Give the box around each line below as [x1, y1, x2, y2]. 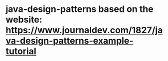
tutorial [5, 46, 36, 57]
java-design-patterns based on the [5, 3, 154, 15]
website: [5, 14, 43, 25]
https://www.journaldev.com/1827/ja [5, 25, 163, 36]
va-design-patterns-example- [5, 35, 134, 47]
